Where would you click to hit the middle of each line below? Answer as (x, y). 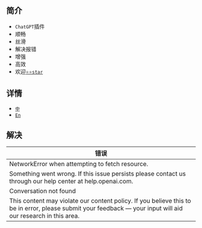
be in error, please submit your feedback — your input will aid (96, 208)
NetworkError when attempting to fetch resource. (79, 164)
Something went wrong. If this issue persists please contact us (98, 174)
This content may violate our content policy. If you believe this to (100, 201)
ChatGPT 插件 (30, 26)
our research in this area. (44, 216)
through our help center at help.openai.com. (71, 181)
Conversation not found (43, 191)
